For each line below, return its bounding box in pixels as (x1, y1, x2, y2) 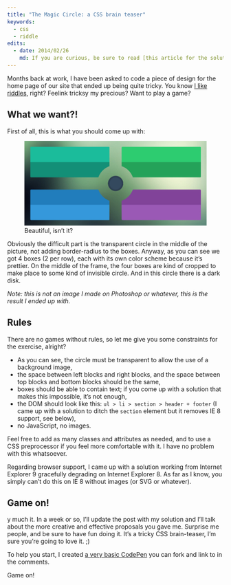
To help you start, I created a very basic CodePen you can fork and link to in (7, 551, 222, 559)
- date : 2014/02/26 (13, 47, 69, 54)
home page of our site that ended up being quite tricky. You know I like (7, 81, 208, 89)
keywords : (7, 18, 36, 25)
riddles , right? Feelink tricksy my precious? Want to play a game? (7, 89, 191, 97)
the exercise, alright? (7, 342, 67, 351)
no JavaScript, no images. (16, 421, 91, 430)
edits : (7, 40, 26, 47)
